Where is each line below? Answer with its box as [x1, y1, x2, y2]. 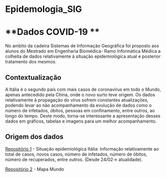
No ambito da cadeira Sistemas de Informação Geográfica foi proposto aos [5, 43, 160, 49]
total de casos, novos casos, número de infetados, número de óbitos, [5, 151, 148, 157]
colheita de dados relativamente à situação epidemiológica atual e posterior [5, 53, 161, 59]
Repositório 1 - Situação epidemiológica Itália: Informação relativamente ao [5, 146, 159, 152]
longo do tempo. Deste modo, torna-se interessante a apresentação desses [5, 113, 161, 119]
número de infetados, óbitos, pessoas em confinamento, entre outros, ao [5, 107, 155, 113]
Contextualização [5, 73, 61, 82]
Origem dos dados [5, 133, 64, 141]
